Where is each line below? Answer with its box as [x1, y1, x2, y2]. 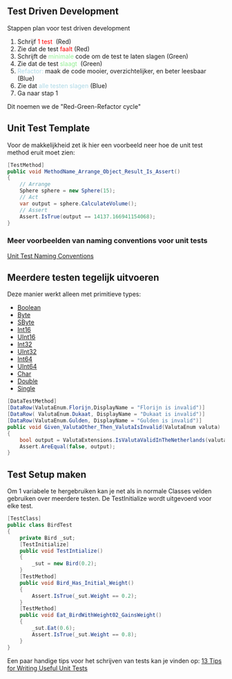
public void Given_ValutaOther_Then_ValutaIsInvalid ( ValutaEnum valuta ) [7, 423, 221, 430]
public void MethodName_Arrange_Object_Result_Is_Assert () [7, 168, 181, 175]
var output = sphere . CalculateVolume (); [19, 200, 137, 207]
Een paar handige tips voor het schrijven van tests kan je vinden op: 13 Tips [7, 656, 222, 664]
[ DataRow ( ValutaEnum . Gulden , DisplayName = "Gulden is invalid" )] [7, 417, 202, 425]
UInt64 [17, 362, 37, 371]
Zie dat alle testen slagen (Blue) [17, 81, 108, 89]
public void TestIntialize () [19, 547, 104, 554]
